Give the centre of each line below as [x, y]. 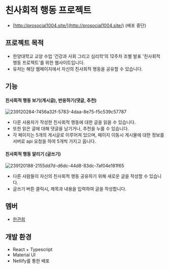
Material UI [24, 255]
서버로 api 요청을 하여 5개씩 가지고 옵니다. [54, 141]
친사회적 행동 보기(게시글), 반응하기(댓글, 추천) [51, 100]
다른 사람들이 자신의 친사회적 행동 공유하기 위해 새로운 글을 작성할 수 [80, 176]
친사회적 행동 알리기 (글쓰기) [33, 154]
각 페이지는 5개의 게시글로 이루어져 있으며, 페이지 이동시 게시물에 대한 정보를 [88, 135]
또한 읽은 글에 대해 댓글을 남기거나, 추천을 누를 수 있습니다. [71, 129]
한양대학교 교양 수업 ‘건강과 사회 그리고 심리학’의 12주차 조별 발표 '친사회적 [87, 56]
